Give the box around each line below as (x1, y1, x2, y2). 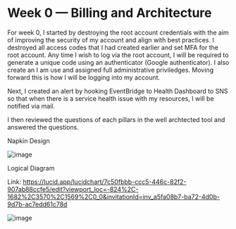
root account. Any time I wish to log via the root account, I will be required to (7, 51, 229, 59)
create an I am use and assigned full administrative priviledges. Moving (7, 66, 213, 74)
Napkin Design (7, 136, 51, 145)
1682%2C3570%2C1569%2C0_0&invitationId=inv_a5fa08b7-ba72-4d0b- (7, 192, 221, 201)
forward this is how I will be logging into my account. (7, 73, 161, 82)
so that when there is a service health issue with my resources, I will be (7, 94, 214, 103)
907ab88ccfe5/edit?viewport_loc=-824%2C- (7, 185, 139, 193)
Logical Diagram (7, 163, 55, 172)
